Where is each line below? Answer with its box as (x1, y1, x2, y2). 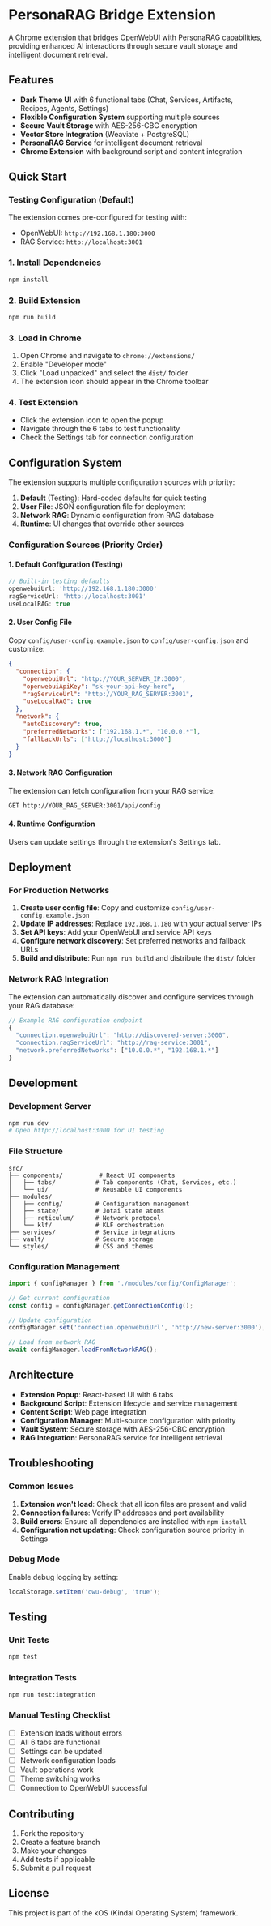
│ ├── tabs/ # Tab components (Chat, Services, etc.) (8, 1178, 237, 1187)
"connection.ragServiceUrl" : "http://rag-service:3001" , (15, 1039, 212, 1047)
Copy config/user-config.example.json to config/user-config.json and (8, 636, 249, 645)
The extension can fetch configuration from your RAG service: (8, 785, 216, 795)
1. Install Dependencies (8, 257, 102, 268)
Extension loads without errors (19, 1728, 123, 1738)
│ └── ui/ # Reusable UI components (8, 1185, 183, 1193)
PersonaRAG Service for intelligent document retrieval (19, 138, 203, 148)
